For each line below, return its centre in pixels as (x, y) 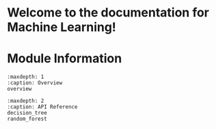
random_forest (27, 119)
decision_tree (27, 113)
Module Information (65, 59)
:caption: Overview (35, 83)
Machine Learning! (62, 27)
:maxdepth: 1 (26, 77)
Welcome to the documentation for (108, 13)
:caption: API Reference (42, 107)
